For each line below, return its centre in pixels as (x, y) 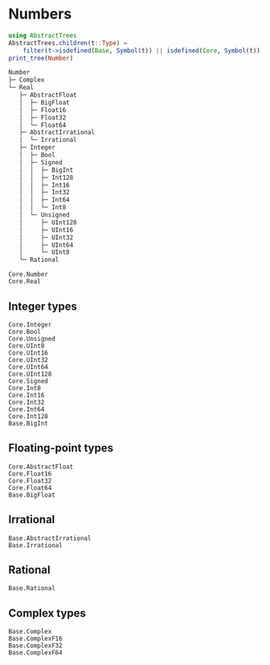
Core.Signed (28, 381)
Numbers (40, 14)
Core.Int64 (27, 409)
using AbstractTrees (43, 35)
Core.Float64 (30, 488)
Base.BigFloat (32, 495)
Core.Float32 (30, 480)
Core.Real (25, 282)
